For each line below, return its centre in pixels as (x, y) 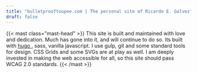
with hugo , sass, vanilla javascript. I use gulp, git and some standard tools (96, 45)
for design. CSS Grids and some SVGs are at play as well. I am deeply (90, 52)
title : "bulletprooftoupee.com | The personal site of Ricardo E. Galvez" (99, 11)
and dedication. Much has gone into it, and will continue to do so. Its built (94, 39)
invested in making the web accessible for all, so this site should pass (90, 58)
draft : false (22, 17)
